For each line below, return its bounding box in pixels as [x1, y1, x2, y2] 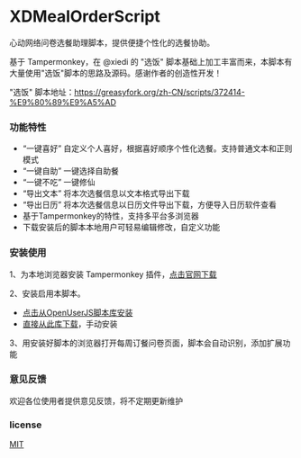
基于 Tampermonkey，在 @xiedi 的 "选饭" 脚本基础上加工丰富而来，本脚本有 [9, 56, 293, 67]
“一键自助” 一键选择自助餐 [22, 166, 120, 176]
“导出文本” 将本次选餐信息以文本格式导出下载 [22, 188, 191, 199]
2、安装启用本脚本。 [9, 288, 86, 299]
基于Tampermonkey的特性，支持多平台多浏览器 [22, 211, 200, 221]
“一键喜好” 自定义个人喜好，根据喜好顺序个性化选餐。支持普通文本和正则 [22, 143, 293, 154]
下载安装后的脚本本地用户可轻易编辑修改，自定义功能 [22, 222, 221, 233]
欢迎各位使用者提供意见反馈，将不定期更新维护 [9, 395, 183, 406]
